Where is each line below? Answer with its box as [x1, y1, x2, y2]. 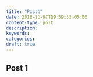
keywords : [6, 31, 30, 36]
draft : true [6, 42, 35, 48]
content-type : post [6, 19, 54, 25]
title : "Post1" [6, 8, 43, 15]
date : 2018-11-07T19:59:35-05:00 [6, 14, 88, 20]
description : [6, 25, 38, 31]
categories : [6, 36, 35, 42]
